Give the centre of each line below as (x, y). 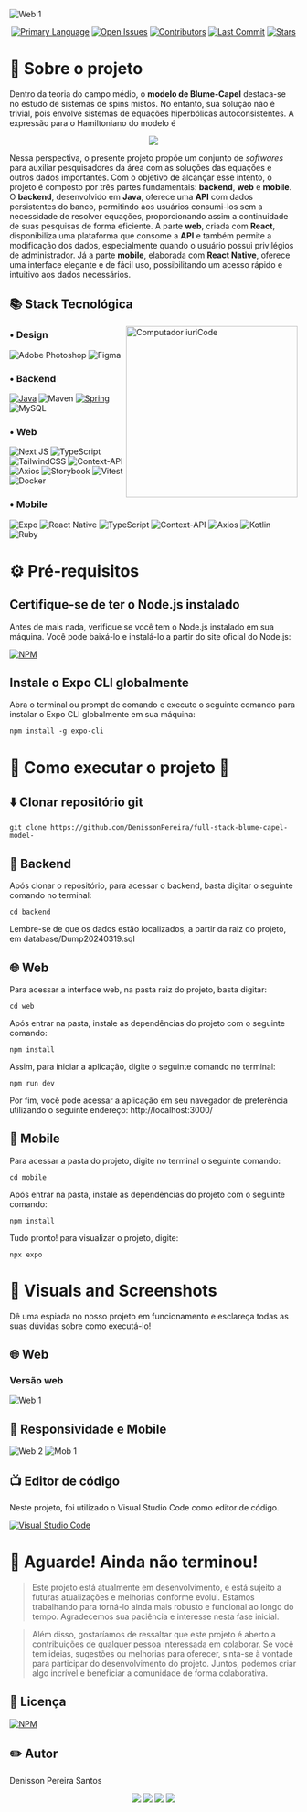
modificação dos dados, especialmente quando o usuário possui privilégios (152, 245)
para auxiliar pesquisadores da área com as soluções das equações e (141, 167)
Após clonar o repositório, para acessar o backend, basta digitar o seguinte (152, 885)
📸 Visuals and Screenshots (113, 1291)
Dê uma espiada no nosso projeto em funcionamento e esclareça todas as (149, 1316)
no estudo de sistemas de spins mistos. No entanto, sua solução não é (143, 103)
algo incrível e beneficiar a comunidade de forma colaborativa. (150, 1673)
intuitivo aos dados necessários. (70, 274)
